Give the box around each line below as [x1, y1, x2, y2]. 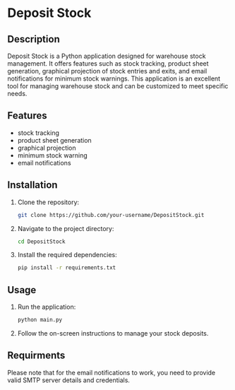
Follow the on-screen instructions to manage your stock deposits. [17, 329, 209, 337]
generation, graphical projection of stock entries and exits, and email [7, 67, 207, 75]
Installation [7, 179, 58, 191]
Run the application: [17, 302, 76, 312]
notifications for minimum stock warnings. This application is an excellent [7, 74, 221, 83]
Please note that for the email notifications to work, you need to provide [7, 368, 216, 377]
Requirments [7, 350, 66, 362]
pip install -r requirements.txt [17, 264, 116, 271]
